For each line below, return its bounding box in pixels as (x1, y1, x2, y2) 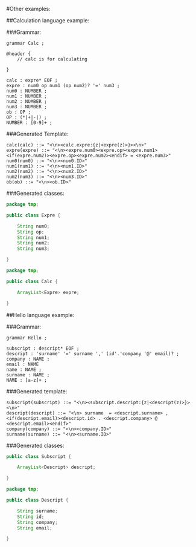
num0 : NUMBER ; (6, 88, 47, 94)
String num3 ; (17, 246, 50, 252)
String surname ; (17, 508, 58, 514)
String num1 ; (17, 234, 50, 241)
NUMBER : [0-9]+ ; (6, 120, 52, 126)
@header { (6, 51, 31, 57)
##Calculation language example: (6, 17, 90, 24)
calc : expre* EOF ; (6, 77, 58, 84)
